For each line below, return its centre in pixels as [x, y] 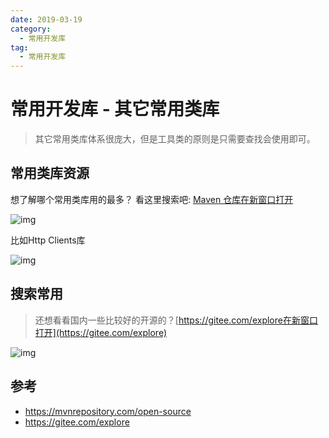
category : [31, 29]
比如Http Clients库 [48, 240]
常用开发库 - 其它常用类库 [115, 109]
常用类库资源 [50, 173]
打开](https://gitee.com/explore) [101, 332]
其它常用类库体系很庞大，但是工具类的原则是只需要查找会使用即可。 [175, 139]
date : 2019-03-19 [46, 19]
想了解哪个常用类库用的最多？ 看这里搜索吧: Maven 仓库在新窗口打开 [152, 199]
